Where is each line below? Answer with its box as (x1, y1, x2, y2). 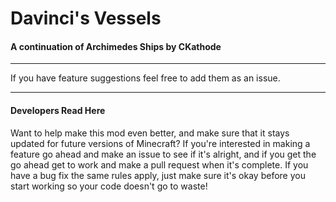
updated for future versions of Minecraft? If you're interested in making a (10, 137, 311, 149)
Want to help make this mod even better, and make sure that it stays (10, 127, 290, 139)
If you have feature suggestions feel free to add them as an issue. (10, 72, 281, 84)
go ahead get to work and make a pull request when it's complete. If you (10, 158, 309, 171)
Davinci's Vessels (10, 7, 162, 30)
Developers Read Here (10, 104, 106, 116)
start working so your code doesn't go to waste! (10, 180, 208, 192)
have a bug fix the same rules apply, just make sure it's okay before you (10, 169, 306, 181)
